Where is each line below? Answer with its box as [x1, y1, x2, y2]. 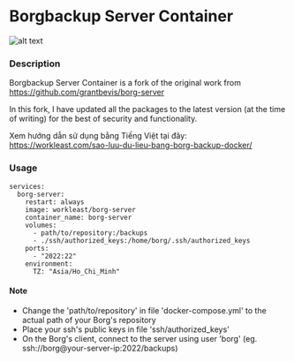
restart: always [25, 197, 86, 207]
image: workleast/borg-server [25, 205, 137, 214]
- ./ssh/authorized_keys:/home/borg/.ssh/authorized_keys [32, 236, 251, 245]
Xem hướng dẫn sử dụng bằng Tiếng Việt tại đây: [9, 131, 187, 141]
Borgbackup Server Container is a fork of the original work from [9, 78, 241, 88]
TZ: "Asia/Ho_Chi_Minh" [32, 267, 121, 275]
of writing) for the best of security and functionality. [9, 113, 198, 124]
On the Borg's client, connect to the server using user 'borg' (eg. [21, 333, 258, 343]
